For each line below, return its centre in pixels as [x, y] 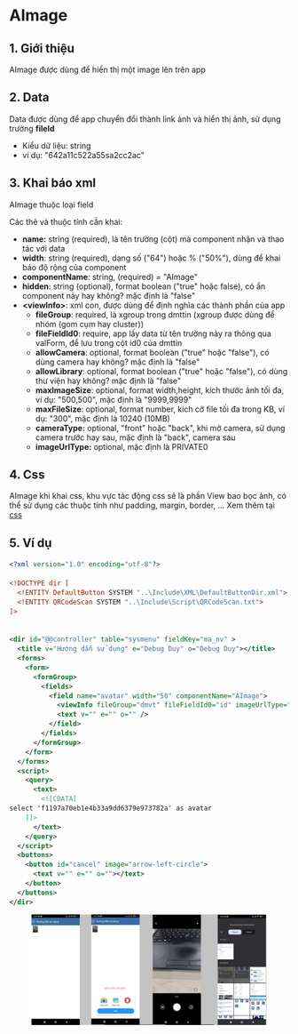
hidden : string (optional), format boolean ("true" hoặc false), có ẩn [144, 286]
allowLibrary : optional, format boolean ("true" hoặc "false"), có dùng [161, 371]
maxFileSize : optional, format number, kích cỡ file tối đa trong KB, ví [160, 409]
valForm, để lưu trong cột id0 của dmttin [109, 342]
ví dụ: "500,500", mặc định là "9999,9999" [114, 399]
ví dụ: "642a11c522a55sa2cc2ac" [83, 155]
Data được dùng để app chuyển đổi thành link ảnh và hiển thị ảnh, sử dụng [145, 119]
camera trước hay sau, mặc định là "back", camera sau [135, 437]
